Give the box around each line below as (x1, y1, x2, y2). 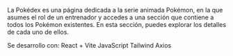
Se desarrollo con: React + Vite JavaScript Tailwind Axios (7, 41, 172, 49)
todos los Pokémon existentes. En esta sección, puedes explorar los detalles (7, 21, 227, 28)
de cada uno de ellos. (7, 28, 70, 36)
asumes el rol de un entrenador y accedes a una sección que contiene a (7, 13, 214, 21)
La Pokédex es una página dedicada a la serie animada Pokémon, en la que (7, 6, 223, 14)
